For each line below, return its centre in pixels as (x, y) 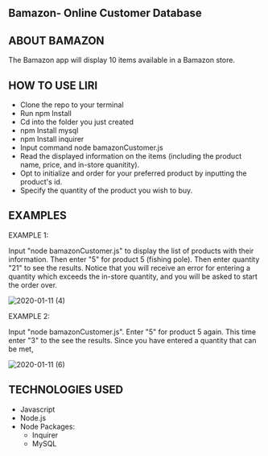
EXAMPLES (37, 216)
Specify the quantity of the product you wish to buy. (106, 191)
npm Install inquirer (52, 139)
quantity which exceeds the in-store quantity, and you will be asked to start (133, 276)
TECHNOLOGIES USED (66, 390)
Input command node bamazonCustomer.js (91, 147)
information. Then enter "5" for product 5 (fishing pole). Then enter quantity (134, 259)
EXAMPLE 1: (29, 235)
